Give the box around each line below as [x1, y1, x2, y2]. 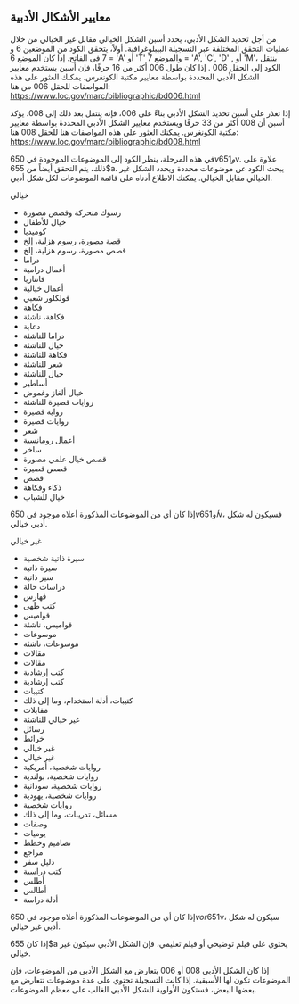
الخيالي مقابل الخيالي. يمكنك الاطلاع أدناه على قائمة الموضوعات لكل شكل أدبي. [10, 172, 272, 183]
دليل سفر [22, 856, 55, 867]
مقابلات [22, 704, 49, 715]
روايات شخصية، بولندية [22, 770, 99, 782]
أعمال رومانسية [22, 435, 75, 445]
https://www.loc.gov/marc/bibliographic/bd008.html [10, 136, 201, 146]
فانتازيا [22, 273, 45, 284]
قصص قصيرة [22, 462, 68, 474]
